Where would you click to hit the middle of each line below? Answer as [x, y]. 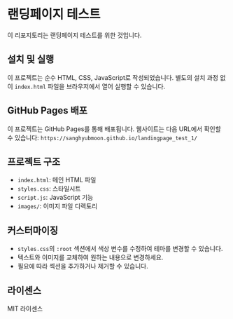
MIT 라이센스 [25, 308]
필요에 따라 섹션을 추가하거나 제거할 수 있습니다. [83, 266]
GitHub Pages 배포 [47, 110]
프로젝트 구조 [34, 162]
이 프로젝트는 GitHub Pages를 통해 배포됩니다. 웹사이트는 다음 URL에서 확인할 [114, 129]
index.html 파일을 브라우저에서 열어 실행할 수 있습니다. [90, 86]
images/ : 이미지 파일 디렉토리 [57, 206]
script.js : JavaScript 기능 [55, 198]
